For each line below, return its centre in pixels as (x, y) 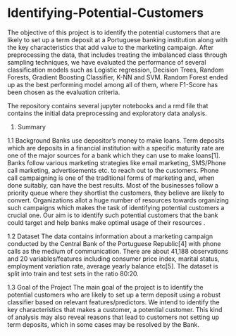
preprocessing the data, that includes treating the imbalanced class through (117, 55)
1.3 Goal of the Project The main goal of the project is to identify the (105, 287)
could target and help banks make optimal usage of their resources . (106, 222)
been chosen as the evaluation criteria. (64, 92)
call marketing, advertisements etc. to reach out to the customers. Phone (113, 170)
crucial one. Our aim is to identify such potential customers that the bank (113, 215)
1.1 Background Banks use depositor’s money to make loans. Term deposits (116, 140)
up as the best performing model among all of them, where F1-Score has (113, 84)
